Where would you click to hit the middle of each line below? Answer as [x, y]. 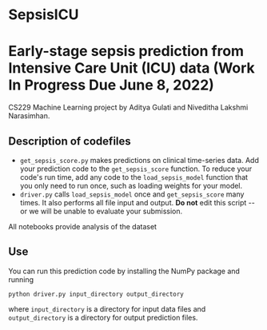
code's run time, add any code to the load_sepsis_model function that [134, 177]
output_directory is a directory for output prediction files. [103, 317]
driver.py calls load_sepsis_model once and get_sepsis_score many [132, 194]
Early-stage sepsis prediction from [126, 52]
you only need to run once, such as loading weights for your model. [131, 185]
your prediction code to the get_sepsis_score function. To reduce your [136, 169]
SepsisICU [44, 15]
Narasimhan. [29, 116]
